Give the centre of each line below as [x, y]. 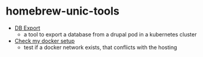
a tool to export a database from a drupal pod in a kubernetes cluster [110, 34]
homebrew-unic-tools [63, 11]
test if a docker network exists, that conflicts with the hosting [100, 47]
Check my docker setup [45, 41]
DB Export [27, 28]
